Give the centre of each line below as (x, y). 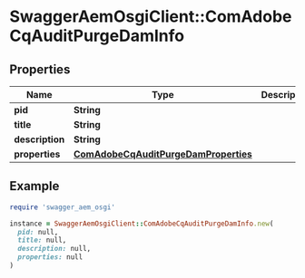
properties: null (50, 257)
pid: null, (38, 232)
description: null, (54, 249)
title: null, (42, 240)
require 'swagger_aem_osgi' (63, 207)
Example (34, 186)
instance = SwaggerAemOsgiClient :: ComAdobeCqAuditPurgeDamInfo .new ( (142, 224)
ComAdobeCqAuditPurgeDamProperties (162, 154)
